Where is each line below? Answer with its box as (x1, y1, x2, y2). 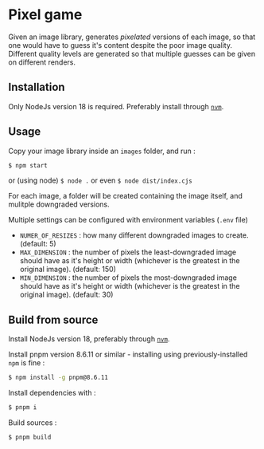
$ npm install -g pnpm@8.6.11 (8, 373, 109, 382)
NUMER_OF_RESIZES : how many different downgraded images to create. (19, 230, 249, 240)
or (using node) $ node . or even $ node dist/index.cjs (8, 175, 192, 185)
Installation (8, 81, 65, 94)
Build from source (8, 313, 99, 326)
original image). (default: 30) (19, 289, 114, 300)
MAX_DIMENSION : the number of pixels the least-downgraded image (19, 247, 237, 257)
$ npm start (8, 161, 48, 169)
